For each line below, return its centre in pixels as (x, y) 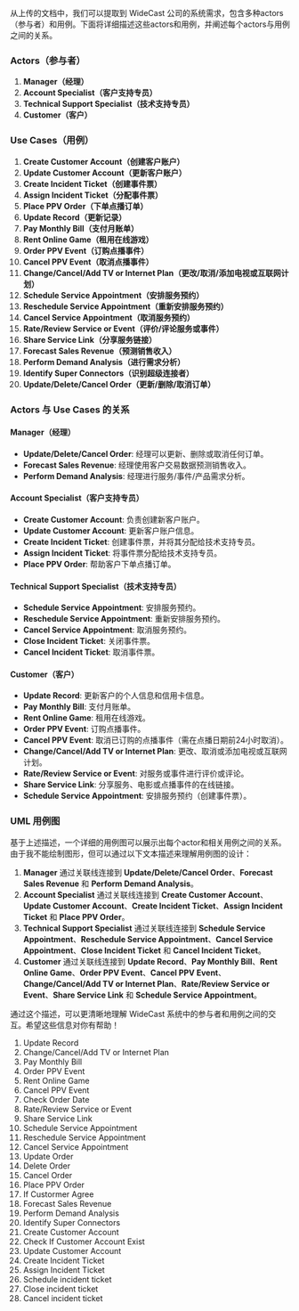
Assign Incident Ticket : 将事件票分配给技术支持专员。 (122, 553)
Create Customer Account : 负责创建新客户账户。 (114, 519)
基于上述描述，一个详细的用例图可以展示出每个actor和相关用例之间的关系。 (148, 842)
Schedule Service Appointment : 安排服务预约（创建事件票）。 (137, 796)
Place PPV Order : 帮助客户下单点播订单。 (99, 564)
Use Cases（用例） (52, 141)
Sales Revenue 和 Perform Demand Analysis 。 (110, 883)
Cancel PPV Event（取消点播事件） (88, 262)
